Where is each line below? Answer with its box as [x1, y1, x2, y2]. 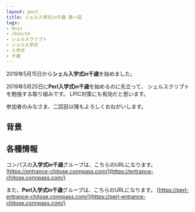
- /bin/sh [6, 31, 31, 37]
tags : [6, 20, 20, 26]
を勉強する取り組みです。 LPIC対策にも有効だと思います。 [6, 90, 149, 97]
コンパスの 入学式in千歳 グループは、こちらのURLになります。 [6, 161, 156, 168]
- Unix [6, 25, 23, 32]
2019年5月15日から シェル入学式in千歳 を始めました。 [6, 70, 136, 77]
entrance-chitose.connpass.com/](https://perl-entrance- [6, 193, 146, 200]
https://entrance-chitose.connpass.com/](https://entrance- [8, 167, 154, 174]
